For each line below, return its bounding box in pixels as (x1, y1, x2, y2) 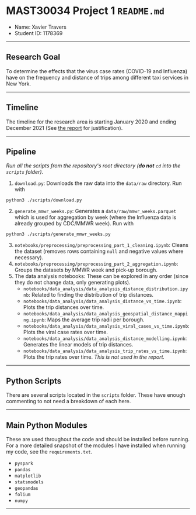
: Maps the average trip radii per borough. (44, 316, 145, 323)
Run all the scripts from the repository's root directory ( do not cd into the (6, 162, 181, 169)
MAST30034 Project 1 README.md (6, 4, 165, 18)
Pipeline (6, 146, 37, 156)
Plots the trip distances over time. (23, 304, 104, 311)
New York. (6, 80, 31, 87)
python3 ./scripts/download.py (6, 197, 82, 203)
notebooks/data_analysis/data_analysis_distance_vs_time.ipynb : (23, 297, 182, 305)
